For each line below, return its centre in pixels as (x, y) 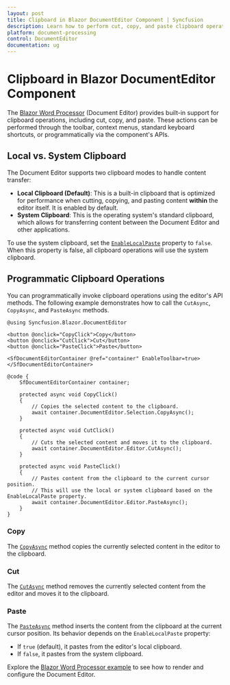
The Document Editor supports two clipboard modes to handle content (107, 173)
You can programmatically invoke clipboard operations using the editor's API (115, 295)
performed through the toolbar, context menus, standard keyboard (101, 127)
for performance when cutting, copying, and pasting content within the (117, 200)
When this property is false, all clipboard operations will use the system (108, 250)
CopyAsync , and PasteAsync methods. (58, 310)
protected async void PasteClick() (70, 466)
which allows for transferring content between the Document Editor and (118, 222)
